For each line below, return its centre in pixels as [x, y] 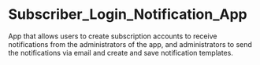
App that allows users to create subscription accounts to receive [113, 36]
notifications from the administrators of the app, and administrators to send [130, 44]
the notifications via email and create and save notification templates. [121, 52]
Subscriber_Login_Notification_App [128, 14]
